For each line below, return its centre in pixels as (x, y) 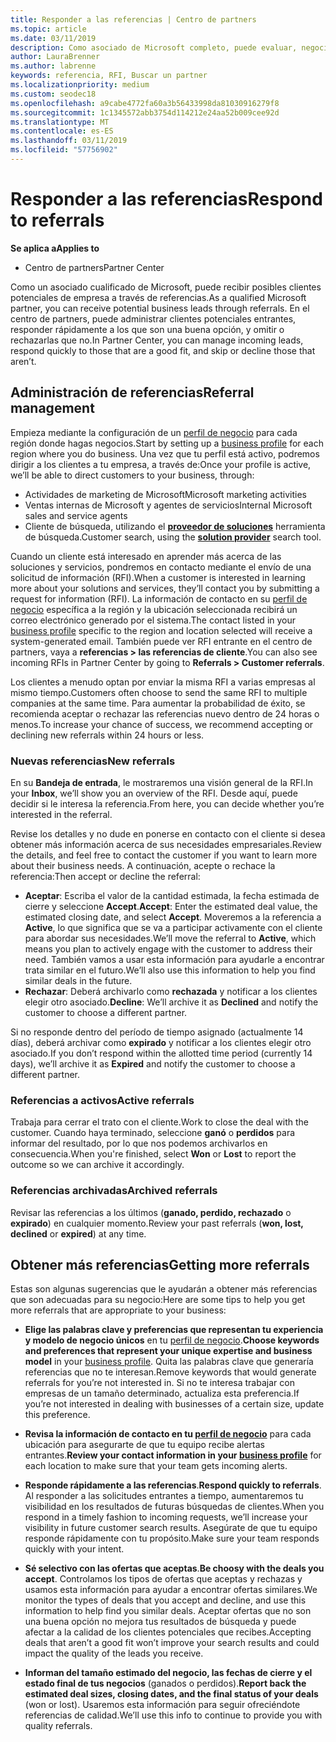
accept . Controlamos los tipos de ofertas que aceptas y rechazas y (163, 1579)
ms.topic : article (48, 29)
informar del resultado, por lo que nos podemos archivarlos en (139, 1143)
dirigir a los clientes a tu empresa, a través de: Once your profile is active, (161, 464)
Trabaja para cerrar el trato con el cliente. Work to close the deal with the (160, 1122)
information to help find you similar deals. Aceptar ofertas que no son (168, 1611)
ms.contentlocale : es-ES (62, 131)
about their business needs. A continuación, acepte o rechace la (143, 865)
